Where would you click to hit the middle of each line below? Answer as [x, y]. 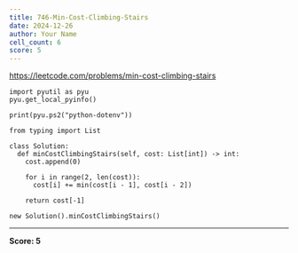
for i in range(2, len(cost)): [83, 178]
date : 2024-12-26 [41, 26]
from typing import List [55, 131]
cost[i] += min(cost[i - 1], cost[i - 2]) [112, 186]
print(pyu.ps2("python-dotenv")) [71, 115]
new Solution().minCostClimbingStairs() [85, 217]
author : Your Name [43, 34]
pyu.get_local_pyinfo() [53, 100]
